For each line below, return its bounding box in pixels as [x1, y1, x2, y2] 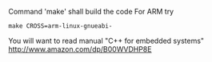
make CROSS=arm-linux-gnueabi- [8, 22, 113, 30]
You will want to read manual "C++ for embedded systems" [8, 36, 205, 45]
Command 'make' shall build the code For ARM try [8, 7, 174, 16]
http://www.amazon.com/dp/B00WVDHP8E [8, 45, 152, 54]
